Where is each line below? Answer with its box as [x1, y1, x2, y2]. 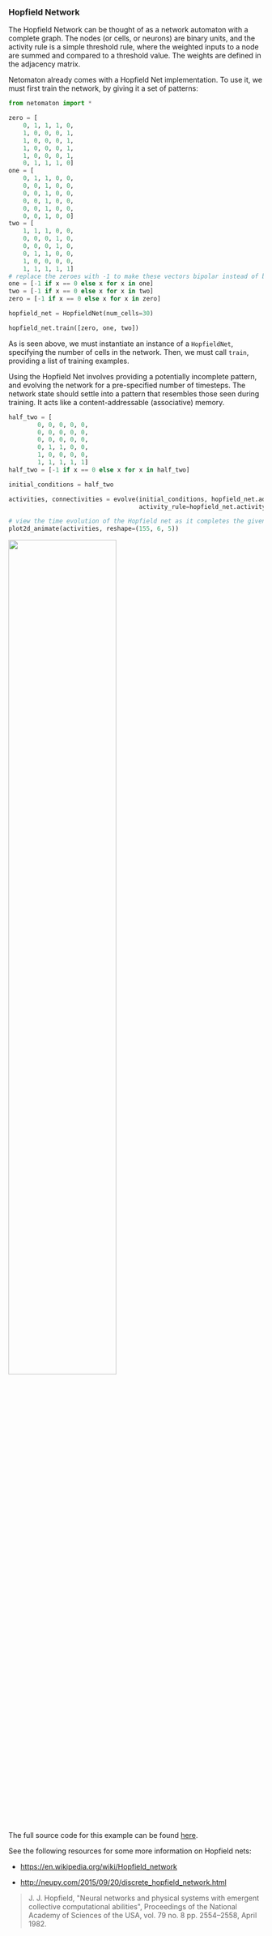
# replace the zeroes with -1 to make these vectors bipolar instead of [8, 272, 259, 280]
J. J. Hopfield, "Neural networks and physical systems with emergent [28, 1893, 260, 1903]
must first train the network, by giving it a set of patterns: [8, 83, 198, 93]
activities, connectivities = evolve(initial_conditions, [8, 495, 208, 503]
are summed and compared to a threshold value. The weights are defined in [8, 51, 261, 61]
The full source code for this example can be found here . [8, 1831, 198, 1840]
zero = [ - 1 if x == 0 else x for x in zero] [8, 295, 161, 303]
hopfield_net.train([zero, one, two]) [8, 323, 139, 332]
